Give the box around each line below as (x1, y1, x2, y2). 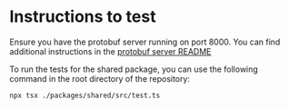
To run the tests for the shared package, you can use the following (9, 64, 259, 74)
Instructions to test (9, 6, 156, 27)
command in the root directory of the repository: (9, 73, 191, 84)
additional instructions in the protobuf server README (9, 45, 212, 56)
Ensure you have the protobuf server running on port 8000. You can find (9, 36, 281, 47)
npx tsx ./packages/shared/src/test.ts (9, 91, 161, 100)
